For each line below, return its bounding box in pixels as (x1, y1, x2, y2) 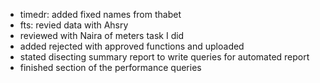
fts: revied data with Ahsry (19, 19, 129, 31)
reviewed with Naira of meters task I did (19, 30, 185, 41)
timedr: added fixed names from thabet (19, 9, 182, 20)
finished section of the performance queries (19, 62, 202, 73)
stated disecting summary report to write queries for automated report (19, 51, 310, 63)
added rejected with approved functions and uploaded (19, 40, 245, 52)
